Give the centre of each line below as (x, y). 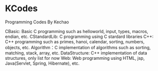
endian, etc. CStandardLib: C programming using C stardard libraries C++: (79, 36)
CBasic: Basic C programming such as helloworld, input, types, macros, (77, 31)
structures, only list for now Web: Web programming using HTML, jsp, (75, 58)
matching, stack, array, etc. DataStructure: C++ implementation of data (76, 53)
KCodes (21, 9)
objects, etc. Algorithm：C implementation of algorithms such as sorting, (78, 47)
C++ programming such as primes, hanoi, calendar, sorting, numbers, (75, 41)
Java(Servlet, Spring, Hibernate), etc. (42, 63)
